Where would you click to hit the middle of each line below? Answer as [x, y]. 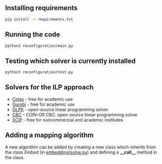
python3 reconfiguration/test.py [39, 72]
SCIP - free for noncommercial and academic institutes [68, 120]
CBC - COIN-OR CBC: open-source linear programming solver [75, 115]
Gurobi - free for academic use [43, 104]
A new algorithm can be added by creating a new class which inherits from [81, 147]
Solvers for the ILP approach [49, 87]
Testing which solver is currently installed [70, 61]
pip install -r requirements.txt [39, 19]
